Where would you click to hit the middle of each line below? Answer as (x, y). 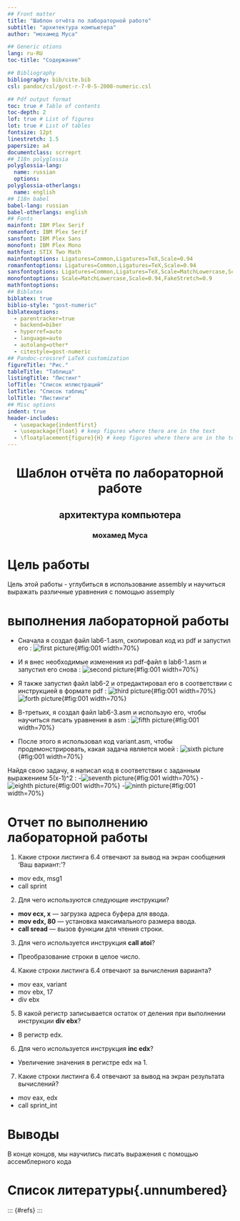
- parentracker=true (44, 319)
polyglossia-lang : (35, 166)
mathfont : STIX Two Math (44, 252)
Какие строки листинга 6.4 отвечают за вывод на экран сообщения (121, 857)
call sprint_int (37, 1105)
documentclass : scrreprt (44, 152)
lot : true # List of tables (49, 126)
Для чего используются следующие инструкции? (93, 900)
